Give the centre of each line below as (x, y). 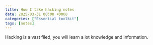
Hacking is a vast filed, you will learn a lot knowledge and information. (77, 37)
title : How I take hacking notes (40, 10)
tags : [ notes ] (20, 23)
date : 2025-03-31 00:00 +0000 (37, 14)
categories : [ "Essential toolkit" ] (42, 19)
